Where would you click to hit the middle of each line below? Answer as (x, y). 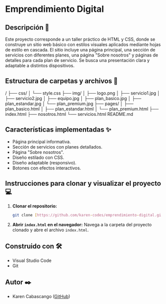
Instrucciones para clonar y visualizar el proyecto (83, 183)
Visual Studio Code (32, 260)
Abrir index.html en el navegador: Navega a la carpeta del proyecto (82, 225)
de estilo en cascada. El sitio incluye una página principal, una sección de (80, 50)
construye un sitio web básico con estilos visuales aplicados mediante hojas (83, 45)
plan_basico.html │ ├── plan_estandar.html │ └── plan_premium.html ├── (82, 109)
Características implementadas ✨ (58, 130)
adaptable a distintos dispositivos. (40, 66)
